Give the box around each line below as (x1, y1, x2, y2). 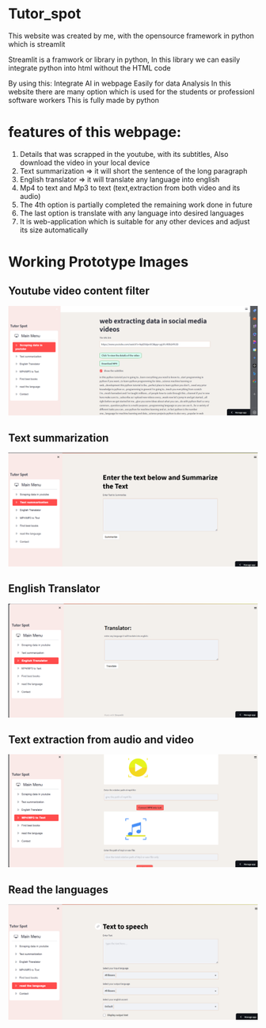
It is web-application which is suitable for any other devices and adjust (19, 216, 251, 226)
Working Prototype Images (8, 253, 188, 271)
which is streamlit (8, 39, 66, 48)
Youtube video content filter (8, 285, 150, 298)
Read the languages (8, 883, 108, 896)
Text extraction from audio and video (8, 733, 194, 747)
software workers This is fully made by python (8, 95, 160, 105)
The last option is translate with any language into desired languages (19, 208, 245, 218)
